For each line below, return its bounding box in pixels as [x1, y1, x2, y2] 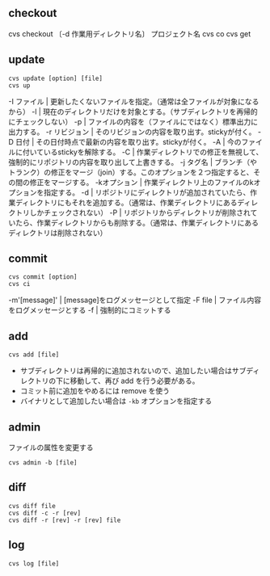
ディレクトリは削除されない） [8, 228, 108, 238]
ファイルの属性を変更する [8, 443, 94, 452]
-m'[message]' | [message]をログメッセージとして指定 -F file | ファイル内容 [8, 295, 261, 305]
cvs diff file [8, 502, 57, 510]
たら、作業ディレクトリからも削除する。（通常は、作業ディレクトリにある [15, 217, 259, 227]
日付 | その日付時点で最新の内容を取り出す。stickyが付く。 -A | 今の [15, 137, 242, 146]
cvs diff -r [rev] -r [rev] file [8, 516, 121, 524]
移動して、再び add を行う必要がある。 [70, 376, 200, 386]
